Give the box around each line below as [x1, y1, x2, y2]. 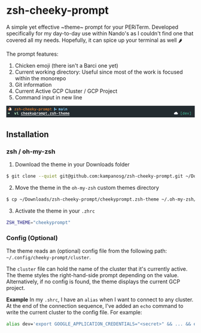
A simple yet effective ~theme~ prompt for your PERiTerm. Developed [6, 23, 178, 31]
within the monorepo [14, 74, 66, 81]
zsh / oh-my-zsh [6, 147, 56, 156]
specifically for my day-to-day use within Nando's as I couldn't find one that [6, 29, 194, 37]
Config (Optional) [6, 234, 58, 242]
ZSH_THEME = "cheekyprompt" [6, 219, 71, 225]
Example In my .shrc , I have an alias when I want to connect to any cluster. [6, 296, 194, 303]
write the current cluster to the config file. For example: [6, 308, 142, 316]
